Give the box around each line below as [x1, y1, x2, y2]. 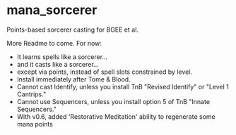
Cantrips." [16, 90, 47, 98]
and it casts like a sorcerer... [16, 60, 100, 68]
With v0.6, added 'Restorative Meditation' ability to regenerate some [16, 112, 216, 121]
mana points [16, 120, 54, 128]
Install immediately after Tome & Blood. [16, 75, 131, 83]
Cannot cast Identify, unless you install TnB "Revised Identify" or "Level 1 [16, 82, 229, 91]
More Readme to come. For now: [6, 39, 102, 47]
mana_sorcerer [6, 2, 98, 18]
